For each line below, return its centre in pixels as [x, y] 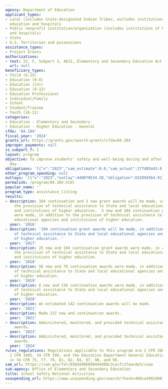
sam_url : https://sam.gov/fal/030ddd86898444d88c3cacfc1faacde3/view [79, 364]
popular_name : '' [23, 187]
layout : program [22, 155]
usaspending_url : [23, 378]
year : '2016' [23, 225]
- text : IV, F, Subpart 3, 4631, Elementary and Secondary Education [79, 61]
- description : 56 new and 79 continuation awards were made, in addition [85, 267]
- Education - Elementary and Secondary [48, 122]
